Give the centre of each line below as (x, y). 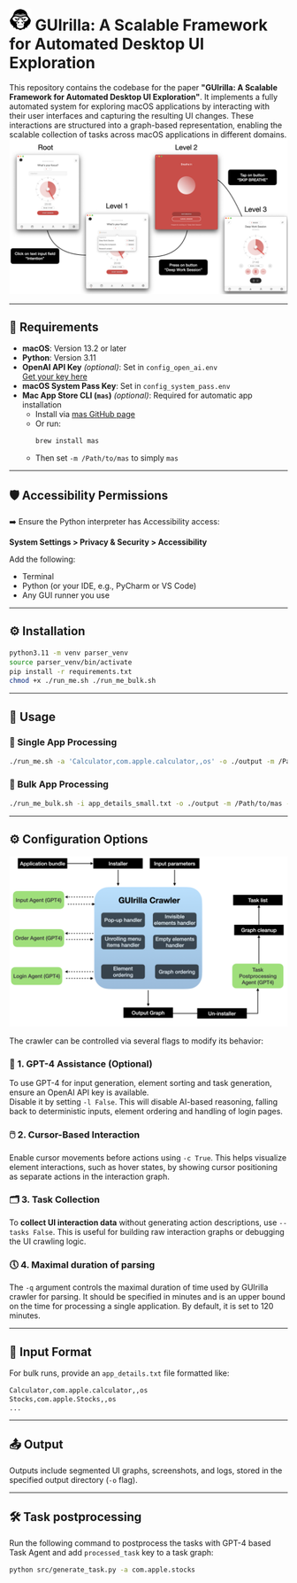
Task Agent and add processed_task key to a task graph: (111, 1552)
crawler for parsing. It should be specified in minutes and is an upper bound (147, 1297)
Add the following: (42, 559)
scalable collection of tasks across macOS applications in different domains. (148, 134)
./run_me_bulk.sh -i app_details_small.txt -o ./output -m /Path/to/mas (146, 804)
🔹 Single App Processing (63, 741)
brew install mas (67, 441)
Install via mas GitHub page (85, 415)
